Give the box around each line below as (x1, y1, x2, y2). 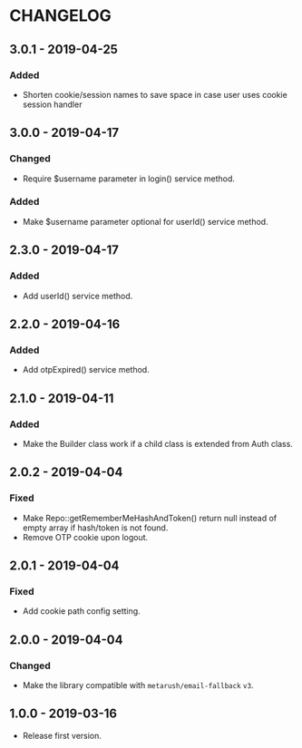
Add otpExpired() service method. (22, 364, 150, 375)
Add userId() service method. (22, 290, 133, 301)
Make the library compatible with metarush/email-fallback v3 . (22, 679, 254, 690)
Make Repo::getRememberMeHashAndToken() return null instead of (22, 512, 278, 523)
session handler (22, 99, 83, 110)
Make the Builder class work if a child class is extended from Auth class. (22, 438, 293, 449)
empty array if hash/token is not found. (22, 522, 169, 533)
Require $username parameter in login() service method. (22, 173, 236, 184)
